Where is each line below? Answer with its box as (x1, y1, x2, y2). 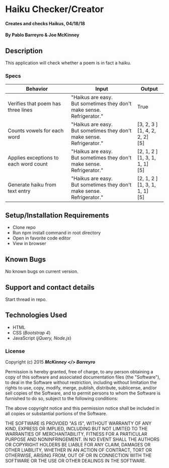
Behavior (26, 86, 48, 93)
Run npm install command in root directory (12, 230, 101, 236)
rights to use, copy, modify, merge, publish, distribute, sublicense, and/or (5, 385, 157, 391)
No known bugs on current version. (5, 268, 79, 275)
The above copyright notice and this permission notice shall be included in (5, 405, 159, 411)
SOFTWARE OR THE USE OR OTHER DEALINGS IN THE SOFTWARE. (5, 458, 146, 464)
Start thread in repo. (5, 296, 47, 302)
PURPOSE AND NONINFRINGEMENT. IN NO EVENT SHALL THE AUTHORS (5, 436, 160, 442)
